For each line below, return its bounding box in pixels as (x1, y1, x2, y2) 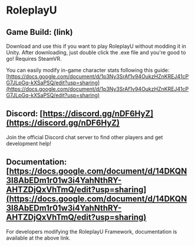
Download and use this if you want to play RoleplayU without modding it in (6, 42, 187, 50)
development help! (6, 140, 52, 147)
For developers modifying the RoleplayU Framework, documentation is (6, 228, 177, 235)
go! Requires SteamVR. (6, 55, 62, 62)
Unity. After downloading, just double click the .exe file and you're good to (6, 49, 186, 56)
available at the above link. (6, 234, 71, 241)
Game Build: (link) (6, 27, 74, 37)
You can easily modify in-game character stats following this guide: (6, 67, 170, 74)
